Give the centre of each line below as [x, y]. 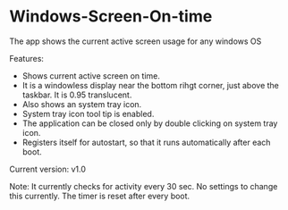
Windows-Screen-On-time [111, 17]
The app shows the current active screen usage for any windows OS [136, 41]
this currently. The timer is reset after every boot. [100, 196]
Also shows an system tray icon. [82, 104]
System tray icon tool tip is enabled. [88, 113]
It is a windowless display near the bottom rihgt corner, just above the [151, 85]
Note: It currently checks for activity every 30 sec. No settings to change [144, 186]
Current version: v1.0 [48, 169]
